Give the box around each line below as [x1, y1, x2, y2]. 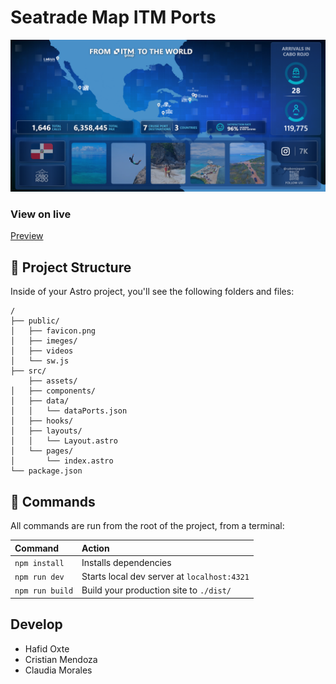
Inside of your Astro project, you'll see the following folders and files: [10, 286, 295, 298]
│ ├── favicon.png [10, 326, 97, 336]
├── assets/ [28, 376, 78, 386]
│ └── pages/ [10, 446, 74, 456]
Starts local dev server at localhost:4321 [81, 571, 250, 582]
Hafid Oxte [24, 642, 70, 655]
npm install [14, 558, 65, 568]
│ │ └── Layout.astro [10, 436, 118, 446]
